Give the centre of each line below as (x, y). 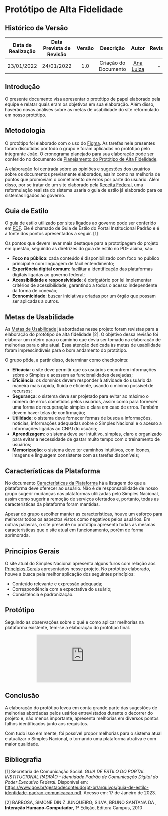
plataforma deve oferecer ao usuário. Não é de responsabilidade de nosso (82, 488)
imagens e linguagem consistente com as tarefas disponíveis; (76, 455)
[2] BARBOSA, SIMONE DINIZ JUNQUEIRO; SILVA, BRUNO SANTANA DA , (81, 803)
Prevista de (57, 48)
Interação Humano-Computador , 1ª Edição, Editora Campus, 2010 (74, 808)
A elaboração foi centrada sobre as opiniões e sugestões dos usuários (78, 169)
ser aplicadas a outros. (36, 301)
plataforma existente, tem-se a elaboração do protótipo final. (68, 627)
